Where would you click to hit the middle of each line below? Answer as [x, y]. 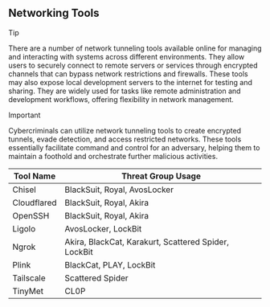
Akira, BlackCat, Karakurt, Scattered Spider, [147, 242]
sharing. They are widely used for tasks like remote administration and [125, 91]
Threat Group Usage [161, 176]
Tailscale [29, 278]
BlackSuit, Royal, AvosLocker [119, 190]
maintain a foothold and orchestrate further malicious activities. [113, 156]
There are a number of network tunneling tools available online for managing [135, 48]
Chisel [24, 190]
